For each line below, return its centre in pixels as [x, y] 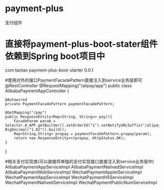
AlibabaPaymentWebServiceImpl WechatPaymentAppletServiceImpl [73, 172]
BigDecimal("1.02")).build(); [36, 130]
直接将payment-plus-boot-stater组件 [81, 44]
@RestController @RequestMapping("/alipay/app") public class [69, 85]
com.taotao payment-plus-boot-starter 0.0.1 [49, 70]
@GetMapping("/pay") [26, 113]
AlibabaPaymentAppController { [37, 91]
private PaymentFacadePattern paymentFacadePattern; [60, 104]
